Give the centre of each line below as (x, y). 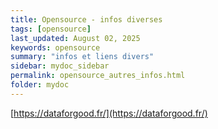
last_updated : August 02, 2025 (75, 38)
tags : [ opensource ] (51, 29)
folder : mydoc (40, 85)
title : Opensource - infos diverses (86, 19)
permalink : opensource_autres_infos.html (98, 76)
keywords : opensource (55, 47)
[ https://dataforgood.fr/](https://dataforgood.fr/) (109, 113)
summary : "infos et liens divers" (82, 57)
